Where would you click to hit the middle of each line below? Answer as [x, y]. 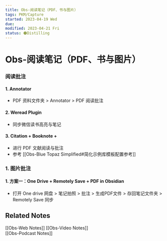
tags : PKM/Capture [24, 15]
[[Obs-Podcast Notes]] [29, 233]
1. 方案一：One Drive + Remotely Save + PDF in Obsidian [65, 181]
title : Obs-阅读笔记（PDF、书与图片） [42, 10]
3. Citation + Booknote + [31, 136]
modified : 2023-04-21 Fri [32, 29]
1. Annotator [18, 89]
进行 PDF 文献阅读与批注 [38, 148]
